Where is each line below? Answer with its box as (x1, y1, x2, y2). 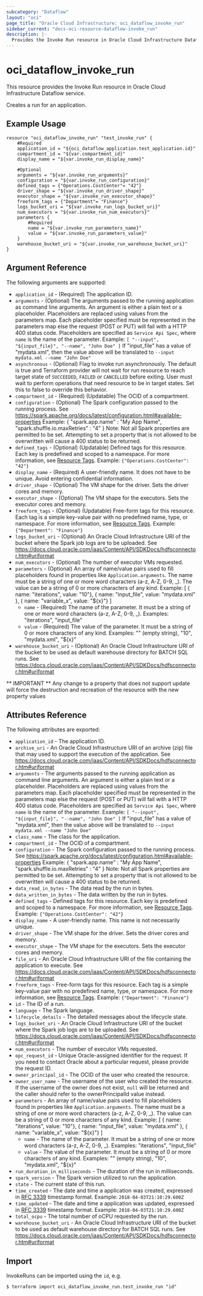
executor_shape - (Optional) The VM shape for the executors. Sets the (14, 494, 188, 501)
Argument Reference (6, 263, 87, 273)
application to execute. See (14, 962, 83, 969)
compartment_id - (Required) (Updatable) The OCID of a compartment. (14, 392, 189, 400)
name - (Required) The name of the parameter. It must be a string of (24, 603, 191, 610)
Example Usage (6, 119, 66, 129)
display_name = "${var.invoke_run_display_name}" (17, 156, 145, 162)
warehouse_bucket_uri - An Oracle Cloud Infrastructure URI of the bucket (14, 1219, 196, 1226)
